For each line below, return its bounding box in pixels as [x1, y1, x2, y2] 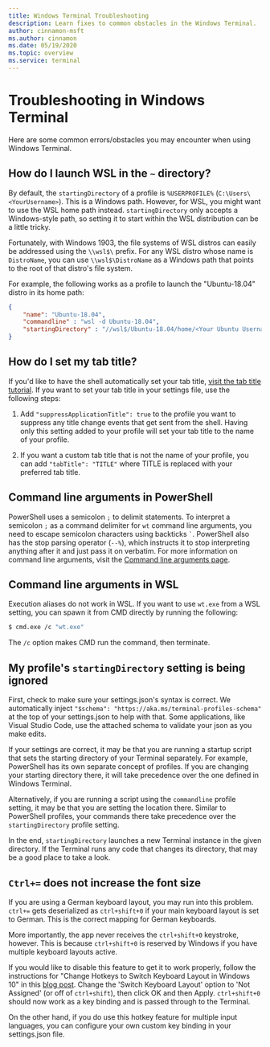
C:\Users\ [218, 190, 252, 198]
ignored [8, 673, 48, 687]
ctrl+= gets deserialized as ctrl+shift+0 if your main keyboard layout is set [8, 906, 260, 915]
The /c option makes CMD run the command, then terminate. [8, 638, 211, 648]
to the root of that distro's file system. [8, 263, 133, 273]
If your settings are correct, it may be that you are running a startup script [8, 745, 252, 755]
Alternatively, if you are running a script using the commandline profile [8, 795, 236, 804]
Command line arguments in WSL [8, 578, 179, 591]
